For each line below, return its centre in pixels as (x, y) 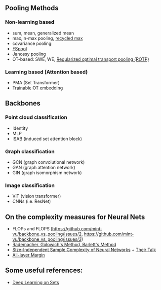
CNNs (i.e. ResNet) (31, 201)
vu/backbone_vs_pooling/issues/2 (47, 234)
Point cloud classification (36, 117)
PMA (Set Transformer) (36, 82)
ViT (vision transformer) (37, 196)
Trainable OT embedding (38, 88)
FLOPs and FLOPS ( (32, 229)
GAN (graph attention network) (44, 167)
